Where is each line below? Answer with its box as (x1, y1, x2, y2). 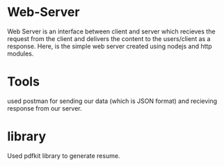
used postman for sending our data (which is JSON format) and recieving (7, 97, 218, 105)
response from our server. (7, 104, 82, 112)
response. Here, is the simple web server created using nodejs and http (7, 42, 212, 50)
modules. (7, 49, 34, 58)
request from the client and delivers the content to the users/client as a (7, 34, 211, 42)
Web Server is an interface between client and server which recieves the (7, 27, 216, 35)
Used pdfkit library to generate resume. (7, 151, 120, 160)
